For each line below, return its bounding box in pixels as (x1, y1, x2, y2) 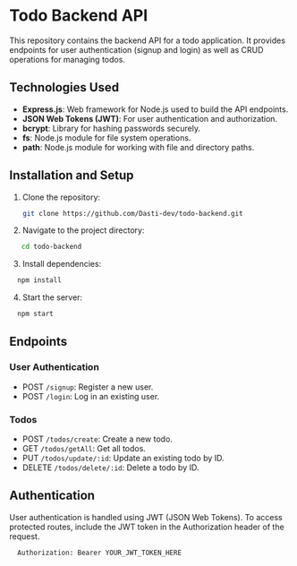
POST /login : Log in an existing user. (21, 390, 160, 401)
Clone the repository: (21, 192, 101, 202)
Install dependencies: (21, 259, 102, 270)
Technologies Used (9, 80, 119, 95)
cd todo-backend (21, 243, 82, 252)
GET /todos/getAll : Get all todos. (21, 443, 146, 454)
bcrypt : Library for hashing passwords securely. (21, 123, 201, 133)
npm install (17, 276, 63, 285)
